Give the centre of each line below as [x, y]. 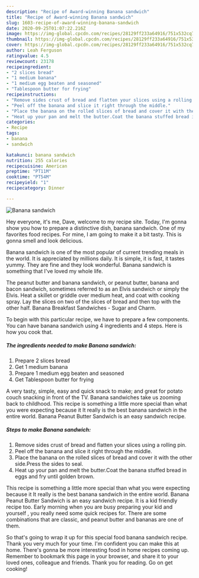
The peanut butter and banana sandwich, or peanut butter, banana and [93, 282]
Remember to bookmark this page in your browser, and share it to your [92, 556]
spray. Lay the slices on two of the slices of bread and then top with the [93, 301]
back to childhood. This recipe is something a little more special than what [97, 403]
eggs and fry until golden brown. [54, 476]
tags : [13, 133]
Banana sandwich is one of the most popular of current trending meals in [95, 252]
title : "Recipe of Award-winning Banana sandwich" [70, 17]
